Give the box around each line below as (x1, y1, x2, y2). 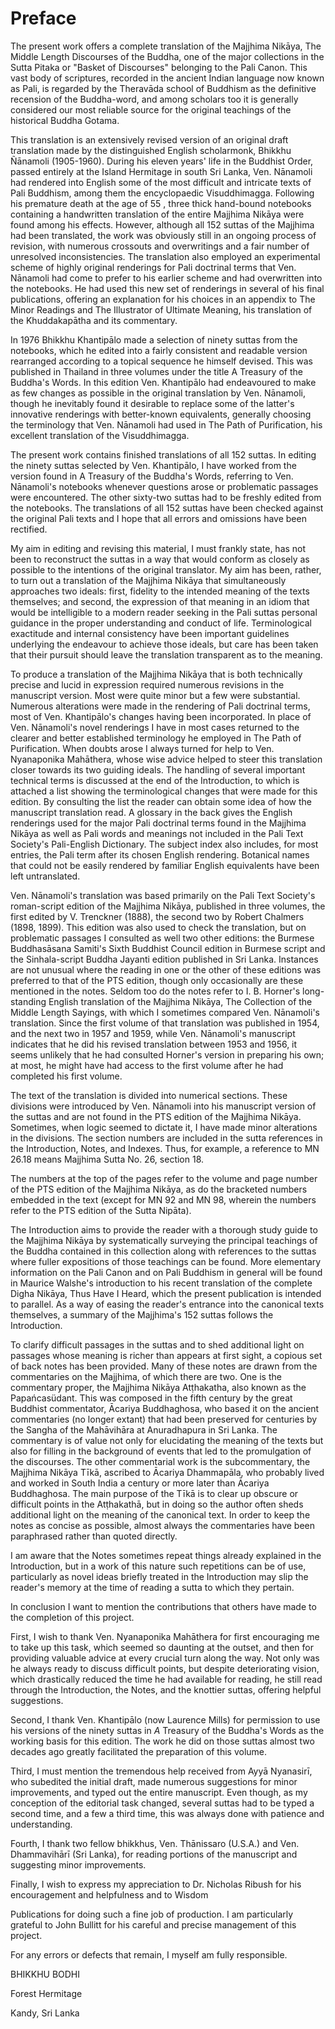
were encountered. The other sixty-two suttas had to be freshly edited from (10, 491, 322, 503)
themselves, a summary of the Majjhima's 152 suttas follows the (10, 1308, 274, 1321)
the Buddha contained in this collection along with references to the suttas (10, 1245, 317, 1257)
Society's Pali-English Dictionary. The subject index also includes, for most (10, 838, 319, 850)
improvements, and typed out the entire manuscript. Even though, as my (10, 1786, 308, 1798)
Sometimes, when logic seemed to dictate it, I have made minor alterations (10, 1121, 318, 1133)
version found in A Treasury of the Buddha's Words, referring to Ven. (10, 470, 294, 482)
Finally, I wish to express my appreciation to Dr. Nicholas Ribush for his (10, 1878, 302, 1890)
